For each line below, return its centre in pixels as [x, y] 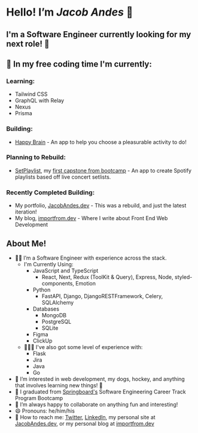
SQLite [50, 328]
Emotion [86, 283]
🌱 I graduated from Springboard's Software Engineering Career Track [100, 392]
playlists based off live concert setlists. [63, 177]
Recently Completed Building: [51, 193]
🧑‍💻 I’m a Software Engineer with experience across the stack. [91, 258]
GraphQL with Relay [39, 101]
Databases [46, 309]
